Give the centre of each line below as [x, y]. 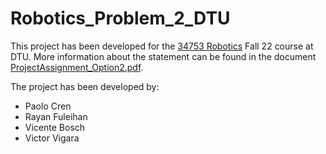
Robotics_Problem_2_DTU [120, 18]
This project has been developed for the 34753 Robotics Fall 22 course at [162, 46]
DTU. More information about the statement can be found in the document [163, 56]
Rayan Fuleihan [56, 116]
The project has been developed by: [85, 86]
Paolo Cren [48, 106]
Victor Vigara [52, 138]
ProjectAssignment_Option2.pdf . [77, 67]
